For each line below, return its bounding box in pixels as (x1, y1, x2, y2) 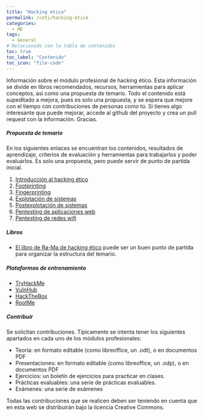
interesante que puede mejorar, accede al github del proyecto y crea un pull (6, 109, 197, 116)
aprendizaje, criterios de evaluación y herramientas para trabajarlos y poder (6, 151, 197, 158)
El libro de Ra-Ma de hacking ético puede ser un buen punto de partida (15, 244, 194, 251)
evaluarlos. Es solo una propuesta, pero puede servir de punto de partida (6, 158, 190, 165)
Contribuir (6, 313, 34, 320)
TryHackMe (15, 279, 45, 287)
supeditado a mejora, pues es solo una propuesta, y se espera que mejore (6, 96, 193, 103)
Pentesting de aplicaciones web (15, 208, 96, 216)
